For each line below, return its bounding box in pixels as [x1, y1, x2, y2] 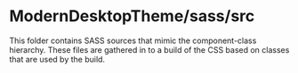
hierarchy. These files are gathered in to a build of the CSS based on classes [9, 44, 290, 55]
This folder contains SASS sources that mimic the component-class [9, 35, 257, 46]
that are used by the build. [9, 54, 105, 64]
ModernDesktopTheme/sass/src [9, 6, 255, 26]
